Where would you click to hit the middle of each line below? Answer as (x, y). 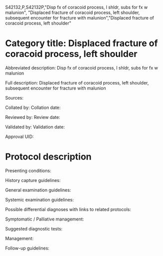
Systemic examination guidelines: (39, 199)
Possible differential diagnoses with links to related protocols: (68, 209)
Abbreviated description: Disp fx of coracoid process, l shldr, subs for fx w (81, 67)
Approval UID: (19, 136)
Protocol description (48, 157)
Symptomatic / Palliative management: (45, 219)
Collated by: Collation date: (33, 107)
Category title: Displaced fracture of (81, 43)
